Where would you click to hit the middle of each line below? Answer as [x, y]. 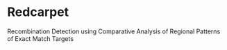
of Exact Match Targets [41, 38]
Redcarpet [38, 12]
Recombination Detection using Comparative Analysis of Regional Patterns [114, 31]
